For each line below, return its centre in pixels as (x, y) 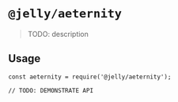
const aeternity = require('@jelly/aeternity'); (90, 77)
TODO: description (58, 34)
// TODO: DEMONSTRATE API (51, 90)
